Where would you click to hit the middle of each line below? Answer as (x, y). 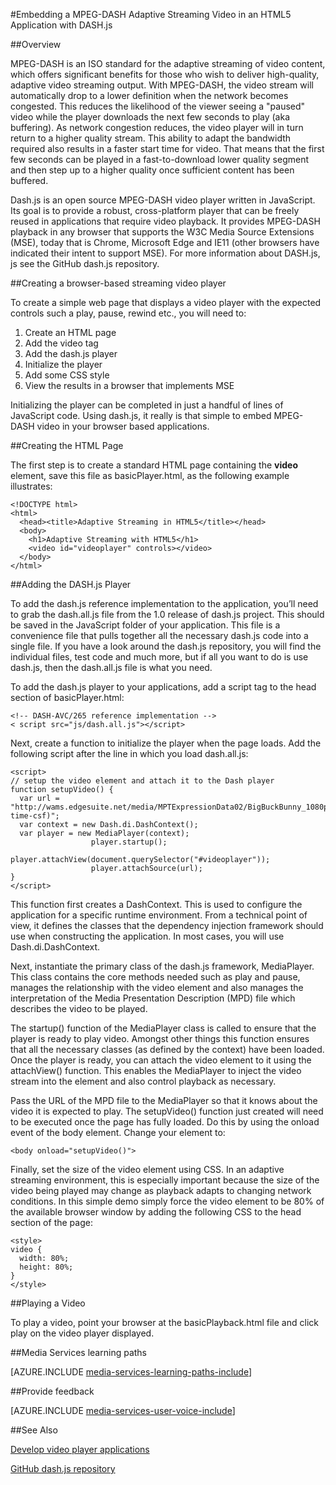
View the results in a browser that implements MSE (129, 385)
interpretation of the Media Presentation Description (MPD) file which (153, 998)
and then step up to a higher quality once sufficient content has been (152, 170)
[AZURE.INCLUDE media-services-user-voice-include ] (123, 1410)
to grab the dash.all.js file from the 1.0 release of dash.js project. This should (167, 614)
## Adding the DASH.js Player (71, 584)
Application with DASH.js (61, 25)
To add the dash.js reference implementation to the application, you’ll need (164, 603)
